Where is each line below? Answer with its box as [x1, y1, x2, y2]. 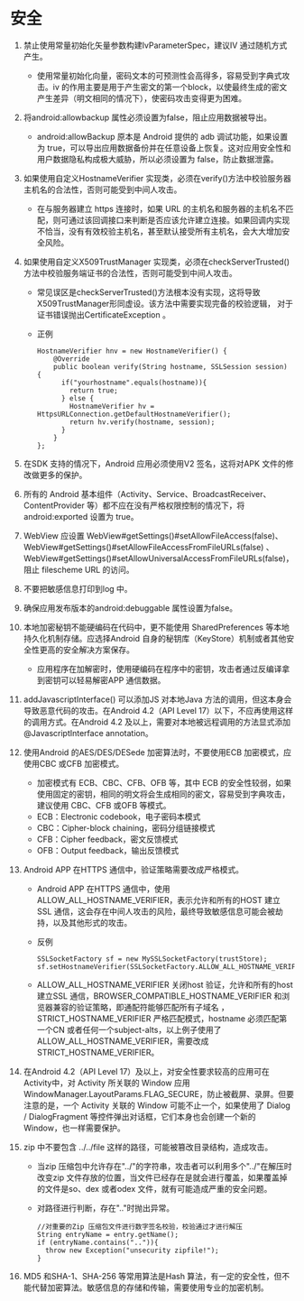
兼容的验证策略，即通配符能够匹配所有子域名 [52, 1001, 219, 1012]
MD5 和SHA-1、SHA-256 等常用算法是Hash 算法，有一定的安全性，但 [23, 1270, 282, 1281]
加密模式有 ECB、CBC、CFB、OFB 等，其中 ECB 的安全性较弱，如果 [36, 777, 292, 788]
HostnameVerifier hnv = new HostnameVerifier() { [36, 346, 228, 355]
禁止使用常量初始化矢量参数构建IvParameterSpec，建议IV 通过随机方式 [23, 40, 288, 51]
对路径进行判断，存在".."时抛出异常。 [36, 1202, 175, 1213]
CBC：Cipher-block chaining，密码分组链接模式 [36, 822, 216, 833]
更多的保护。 [39, 469, 88, 480]
